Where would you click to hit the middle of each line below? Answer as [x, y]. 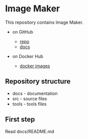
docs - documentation [35, 93]
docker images [35, 66]
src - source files [30, 98]
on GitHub [23, 32]
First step [20, 119]
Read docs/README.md [30, 131]
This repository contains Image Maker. [44, 22]
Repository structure [38, 81]
